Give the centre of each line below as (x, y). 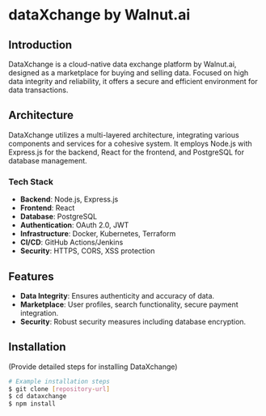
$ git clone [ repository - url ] (59, 389)
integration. (39, 312)
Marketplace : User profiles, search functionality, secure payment (129, 304)
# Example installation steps (59, 381)
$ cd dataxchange (38, 397)
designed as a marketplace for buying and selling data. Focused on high (129, 73)
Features (31, 276)
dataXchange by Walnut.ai (99, 15)
